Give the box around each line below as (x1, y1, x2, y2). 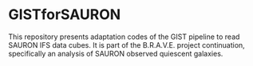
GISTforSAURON (8, 6, 121, 24)
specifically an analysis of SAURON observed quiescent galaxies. (8, 49, 223, 58)
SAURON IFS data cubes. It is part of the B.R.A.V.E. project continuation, (8, 40, 245, 49)
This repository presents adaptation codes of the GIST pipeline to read (8, 32, 240, 41)
